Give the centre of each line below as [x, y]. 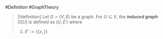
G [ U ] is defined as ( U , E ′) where [50, 22]
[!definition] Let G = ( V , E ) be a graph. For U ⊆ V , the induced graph [87, 17]
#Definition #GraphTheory [32, 7]
